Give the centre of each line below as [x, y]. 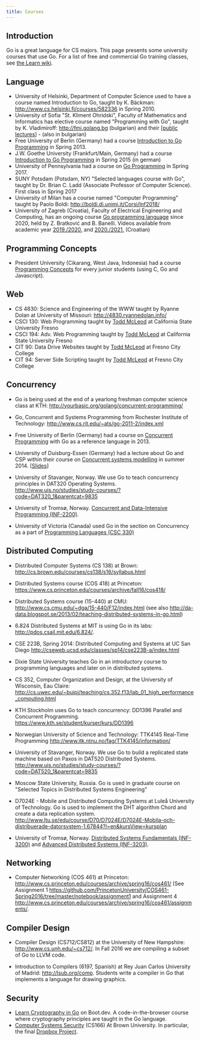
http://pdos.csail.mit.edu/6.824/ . [54, 632]
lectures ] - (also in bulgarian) [50, 135]
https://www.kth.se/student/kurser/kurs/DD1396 [74, 723]
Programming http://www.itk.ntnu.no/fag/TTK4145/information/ [93, 741]
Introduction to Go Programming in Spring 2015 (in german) [88, 160]
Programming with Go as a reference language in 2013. [82, 441]
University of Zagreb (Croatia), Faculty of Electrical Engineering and [98, 210]
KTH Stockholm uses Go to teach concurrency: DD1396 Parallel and [98, 710]
